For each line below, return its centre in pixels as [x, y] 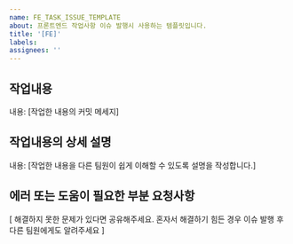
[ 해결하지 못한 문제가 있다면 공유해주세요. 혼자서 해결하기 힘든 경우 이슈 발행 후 [146, 219]
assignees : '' [36, 51]
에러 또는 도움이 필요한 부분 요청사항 [102, 196]
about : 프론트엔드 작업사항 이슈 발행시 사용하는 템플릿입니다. [108, 26]
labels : [24, 42]
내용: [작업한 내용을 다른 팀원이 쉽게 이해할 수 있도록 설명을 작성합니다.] [133, 165]
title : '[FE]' [36, 34]
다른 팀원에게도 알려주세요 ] [57, 230]
